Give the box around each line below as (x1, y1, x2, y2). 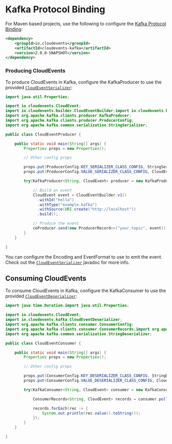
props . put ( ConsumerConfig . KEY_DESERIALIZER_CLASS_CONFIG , (24, 373, 150, 378)
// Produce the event (32, 221, 79, 226)
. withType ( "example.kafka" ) (37, 202, 97, 207)
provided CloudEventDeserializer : (5, 293, 77, 299)
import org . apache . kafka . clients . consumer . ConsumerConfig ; (5, 322, 134, 327)
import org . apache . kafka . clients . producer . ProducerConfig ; (5, 118, 134, 123)
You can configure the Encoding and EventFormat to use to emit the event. (5, 254, 163, 260)
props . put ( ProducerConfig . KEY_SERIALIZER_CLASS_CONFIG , (24, 164, 145, 170)
